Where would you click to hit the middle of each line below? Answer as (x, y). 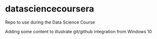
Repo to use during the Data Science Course (50, 22)
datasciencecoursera (50, 9)
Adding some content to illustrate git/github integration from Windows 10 (78, 31)
